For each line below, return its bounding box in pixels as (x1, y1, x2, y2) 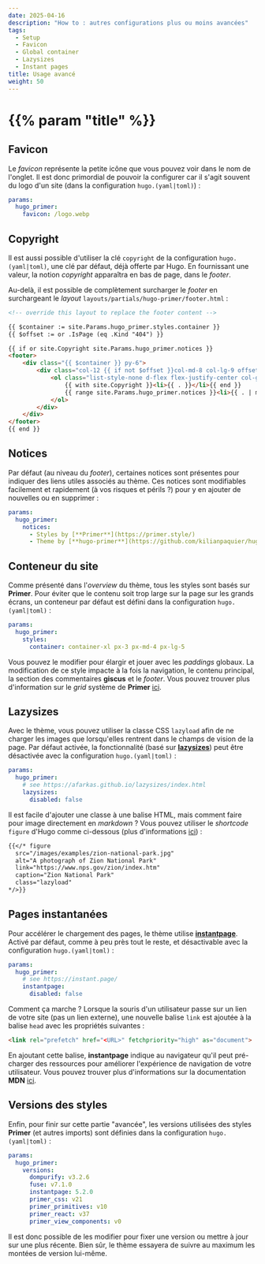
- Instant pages (15, 63, 69, 71)
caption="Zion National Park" (15, 871, 114, 879)
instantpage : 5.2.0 (28, 1188, 93, 1196)
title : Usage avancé (8, 70, 77, 78)
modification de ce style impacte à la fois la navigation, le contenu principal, (8, 666, 255, 675)
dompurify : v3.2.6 (28, 1173, 90, 1181)
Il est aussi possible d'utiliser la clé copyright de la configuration (8, 253, 218, 263)
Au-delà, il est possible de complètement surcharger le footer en (8, 285, 218, 294)
